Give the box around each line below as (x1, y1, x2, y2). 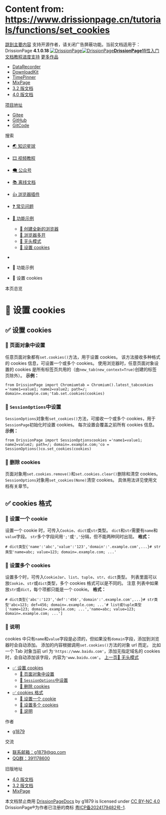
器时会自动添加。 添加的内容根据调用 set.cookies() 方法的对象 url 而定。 (5, 642, 152, 648)
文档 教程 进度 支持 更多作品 (5, 53, 58, 60)
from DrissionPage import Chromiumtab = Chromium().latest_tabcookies (5, 382, 154, 387)
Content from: (5, 3, 64, 15)
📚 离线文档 (12, 179, 36, 185)
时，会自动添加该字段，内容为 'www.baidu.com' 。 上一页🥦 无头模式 (5, 654, 139, 660)
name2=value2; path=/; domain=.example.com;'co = (5, 442, 110, 447)
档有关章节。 (5, 483, 31, 489)
